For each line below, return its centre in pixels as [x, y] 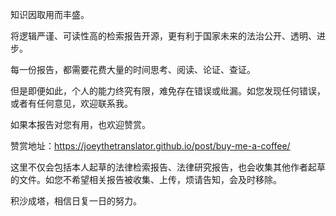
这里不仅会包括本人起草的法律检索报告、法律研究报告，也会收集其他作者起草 [168, 167]
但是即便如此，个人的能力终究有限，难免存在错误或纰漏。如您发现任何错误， [168, 91]
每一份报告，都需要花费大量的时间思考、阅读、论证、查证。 [133, 69]
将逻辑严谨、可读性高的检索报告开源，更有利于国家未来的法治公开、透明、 [163, 36]
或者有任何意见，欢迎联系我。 [71, 103]
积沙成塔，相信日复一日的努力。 [76, 201]
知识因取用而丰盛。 [50, 14]
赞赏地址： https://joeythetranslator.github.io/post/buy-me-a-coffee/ [150, 146]
